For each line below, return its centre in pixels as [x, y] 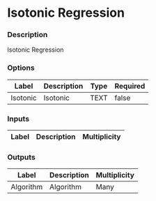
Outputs [22, 157]
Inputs [18, 119]
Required [130, 86]
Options [21, 68]
